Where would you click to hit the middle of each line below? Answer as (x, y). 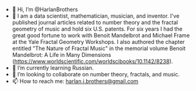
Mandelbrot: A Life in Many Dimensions (62, 55)
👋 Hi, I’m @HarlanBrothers (45, 9)
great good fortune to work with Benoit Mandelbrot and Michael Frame (101, 35)
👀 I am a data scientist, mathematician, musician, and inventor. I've (96, 16)
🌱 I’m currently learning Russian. (53, 68)
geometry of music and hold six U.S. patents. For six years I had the (97, 29)
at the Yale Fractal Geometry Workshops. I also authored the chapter (98, 42)
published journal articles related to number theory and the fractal (95, 22)
